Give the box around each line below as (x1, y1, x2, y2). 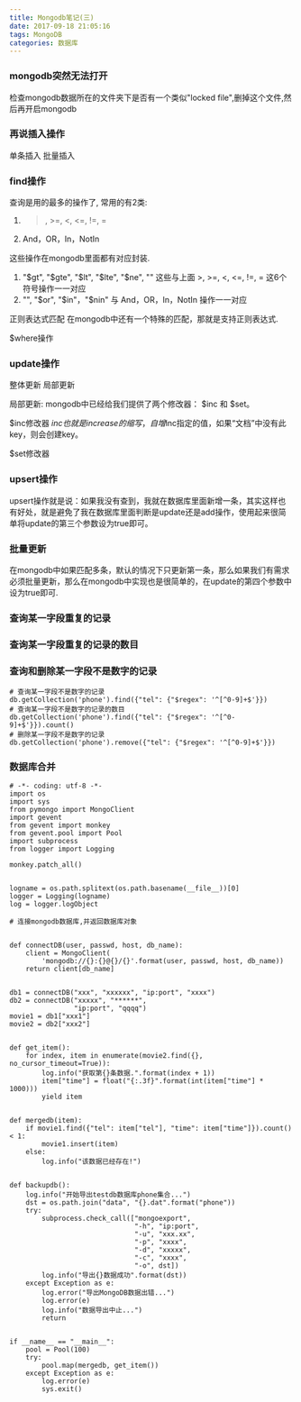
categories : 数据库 (9, 38, 78, 48)
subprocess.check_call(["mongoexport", (41, 1214, 192, 1224)
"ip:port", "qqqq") (73, 1004, 147, 1014)
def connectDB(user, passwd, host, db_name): (9, 941, 183, 951)
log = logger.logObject (9, 900, 99, 909)
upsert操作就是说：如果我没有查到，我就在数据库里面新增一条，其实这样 (9, 495, 278, 505)
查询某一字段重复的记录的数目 (9, 638, 140, 651)
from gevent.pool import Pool (9, 829, 123, 838)
